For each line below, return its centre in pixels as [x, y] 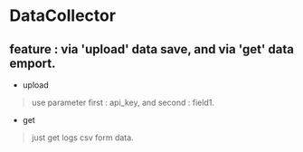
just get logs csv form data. [82, 138]
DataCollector [62, 16]
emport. [33, 63]
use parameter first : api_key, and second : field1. [123, 102]
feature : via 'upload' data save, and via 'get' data [151, 49]
